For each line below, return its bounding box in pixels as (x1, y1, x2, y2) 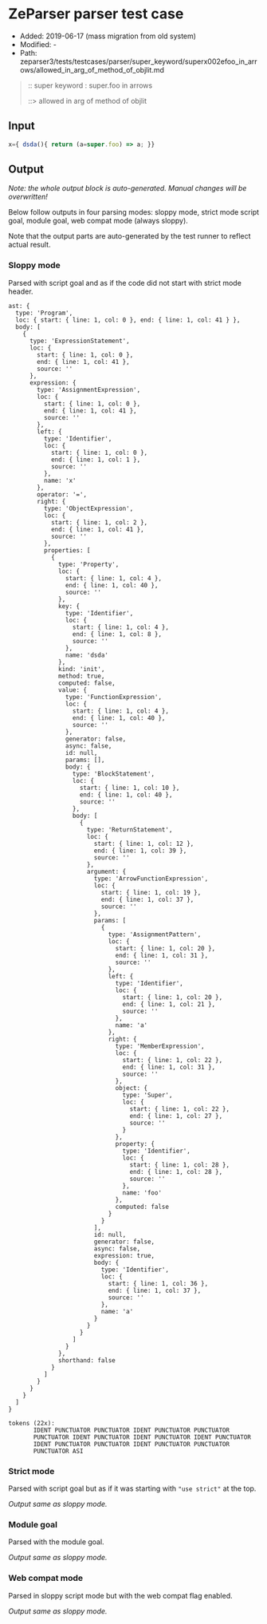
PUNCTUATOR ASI (33, 1447, 84, 1455)
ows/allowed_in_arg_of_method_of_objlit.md (19, 65, 165, 74)
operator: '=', (37, 490, 88, 499)
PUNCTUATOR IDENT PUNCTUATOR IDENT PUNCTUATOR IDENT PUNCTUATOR (33, 1433, 251, 1441)
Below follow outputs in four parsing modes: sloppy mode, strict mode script (8, 207, 260, 217)
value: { (58, 686, 88, 694)
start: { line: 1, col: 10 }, (79, 784, 180, 792)
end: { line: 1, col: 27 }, (129, 1112, 223, 1120)
